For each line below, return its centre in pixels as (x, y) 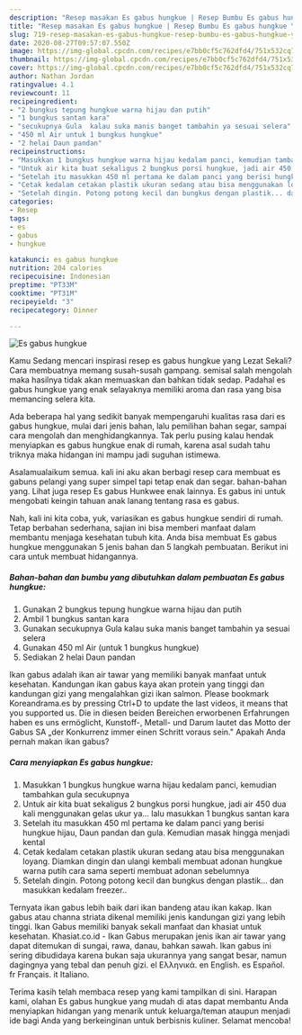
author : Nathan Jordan (52, 76)
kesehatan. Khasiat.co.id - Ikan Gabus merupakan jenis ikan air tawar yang (147, 936)
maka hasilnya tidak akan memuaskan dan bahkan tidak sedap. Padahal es (147, 380)
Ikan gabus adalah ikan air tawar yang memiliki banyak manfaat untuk (138, 675)
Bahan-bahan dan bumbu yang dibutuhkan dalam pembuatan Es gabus (147, 577)
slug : (19, 34)
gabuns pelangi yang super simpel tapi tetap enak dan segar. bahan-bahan (148, 481)
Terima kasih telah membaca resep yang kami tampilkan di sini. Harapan (143, 992)
